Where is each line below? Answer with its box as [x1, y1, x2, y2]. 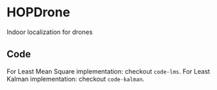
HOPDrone [6, 4, 70, 21]
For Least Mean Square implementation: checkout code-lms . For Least [6, 67, 211, 75]
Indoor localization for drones [6, 28, 93, 36]
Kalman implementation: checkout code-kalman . [6, 74, 145, 83]
